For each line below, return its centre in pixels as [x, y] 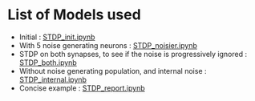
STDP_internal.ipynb [53, 79]
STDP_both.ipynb [48, 63]
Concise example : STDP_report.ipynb [82, 88]
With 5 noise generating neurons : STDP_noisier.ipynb [108, 45]
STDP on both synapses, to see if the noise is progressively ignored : [133, 54]
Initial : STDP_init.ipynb [57, 37]
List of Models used [74, 15]
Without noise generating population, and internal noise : [113, 71]
